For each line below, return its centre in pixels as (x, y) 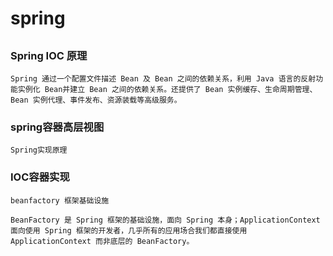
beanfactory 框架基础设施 (60, 200)
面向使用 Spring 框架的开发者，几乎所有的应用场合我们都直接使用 (129, 230)
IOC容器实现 (40, 177)
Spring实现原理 (39, 150)
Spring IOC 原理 (49, 55)
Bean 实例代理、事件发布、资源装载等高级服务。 (96, 100)
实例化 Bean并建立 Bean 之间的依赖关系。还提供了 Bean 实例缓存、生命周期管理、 (167, 89)
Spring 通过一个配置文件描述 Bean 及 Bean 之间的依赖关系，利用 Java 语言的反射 (163, 78)
